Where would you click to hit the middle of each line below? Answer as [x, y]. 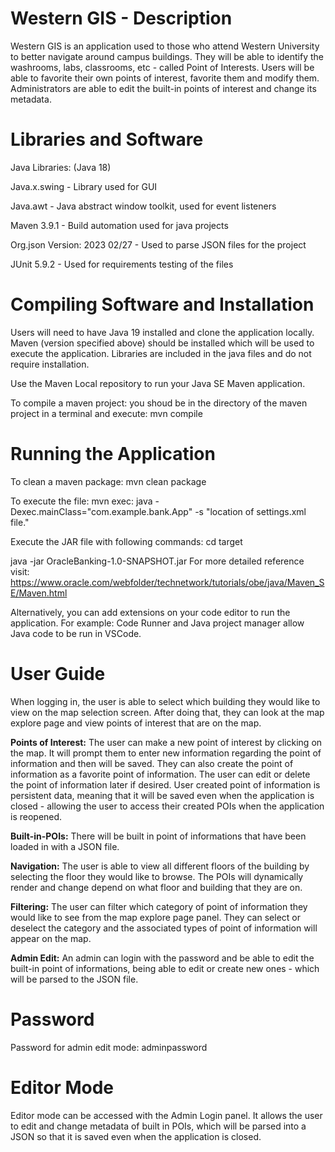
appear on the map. [51, 938]
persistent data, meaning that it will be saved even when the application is [162, 795]
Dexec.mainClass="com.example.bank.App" [101, 511]
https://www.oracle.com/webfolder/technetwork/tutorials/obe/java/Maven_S [167, 582]
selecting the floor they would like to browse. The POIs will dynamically [157, 876]
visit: [20, 571]
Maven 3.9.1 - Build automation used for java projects [119, 225]
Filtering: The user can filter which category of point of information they [159, 906]
